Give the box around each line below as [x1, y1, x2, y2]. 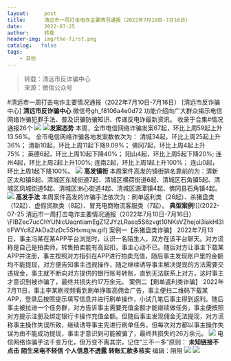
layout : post [7, 10, 57, 17]
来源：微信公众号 [23, 83, 73, 92]
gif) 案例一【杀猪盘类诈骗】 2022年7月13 [98, 225, 214, 234]
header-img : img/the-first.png [7, 36, 97, 43]
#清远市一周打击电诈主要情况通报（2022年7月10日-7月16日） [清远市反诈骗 [7, 98, 221, 106]
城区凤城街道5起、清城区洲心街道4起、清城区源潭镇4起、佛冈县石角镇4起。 [7, 184, 221, 192]
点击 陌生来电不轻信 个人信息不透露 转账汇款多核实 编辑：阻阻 [7, 346, 183, 355]
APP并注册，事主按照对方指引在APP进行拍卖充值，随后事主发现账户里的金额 [7, 251, 224, 260]
